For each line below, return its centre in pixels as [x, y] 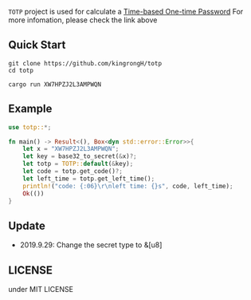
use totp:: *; [30, 127]
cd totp [21, 70]
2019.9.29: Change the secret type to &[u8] [91, 245]
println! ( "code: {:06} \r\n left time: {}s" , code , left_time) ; [128, 186]
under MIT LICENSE [41, 289]
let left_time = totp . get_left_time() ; [89, 179]
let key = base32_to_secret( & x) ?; [80, 156]
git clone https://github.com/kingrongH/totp [85, 63]
